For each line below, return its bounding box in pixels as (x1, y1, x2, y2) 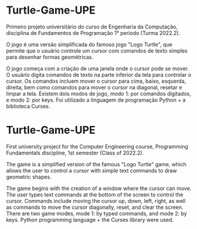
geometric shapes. (6, 173, 52, 180)
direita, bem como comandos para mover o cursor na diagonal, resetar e (6, 83, 182, 91)
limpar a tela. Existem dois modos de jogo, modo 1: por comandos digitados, (6, 90, 192, 97)
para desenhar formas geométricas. (6, 53, 94, 60)
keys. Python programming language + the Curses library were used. (6, 216, 174, 223)
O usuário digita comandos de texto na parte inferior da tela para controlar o (6, 71, 192, 78)
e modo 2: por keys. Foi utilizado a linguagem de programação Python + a (6, 96, 186, 104)
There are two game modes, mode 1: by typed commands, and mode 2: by (6, 209, 188, 217)
